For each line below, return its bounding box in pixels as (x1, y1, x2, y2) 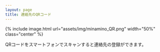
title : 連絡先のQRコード (5, 12, 51, 17)
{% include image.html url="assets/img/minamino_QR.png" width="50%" (5, 25, 156, 31)
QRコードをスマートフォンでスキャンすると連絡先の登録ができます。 (5, 41, 146, 47)
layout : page (5, 7, 32, 12)
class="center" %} (5, 31, 44, 37)
